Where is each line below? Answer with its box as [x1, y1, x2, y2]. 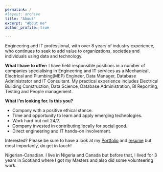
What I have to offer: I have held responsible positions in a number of [5, 63, 145, 69]
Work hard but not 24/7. [12, 118, 60, 124]
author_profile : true [5, 25, 49, 30]
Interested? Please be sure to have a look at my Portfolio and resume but [5, 137, 152, 144]
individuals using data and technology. [5, 53, 83, 59]
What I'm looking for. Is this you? [5, 98, 73, 104]
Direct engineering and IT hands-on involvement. [12, 128, 112, 134]
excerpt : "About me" [5, 20, 47, 26]
